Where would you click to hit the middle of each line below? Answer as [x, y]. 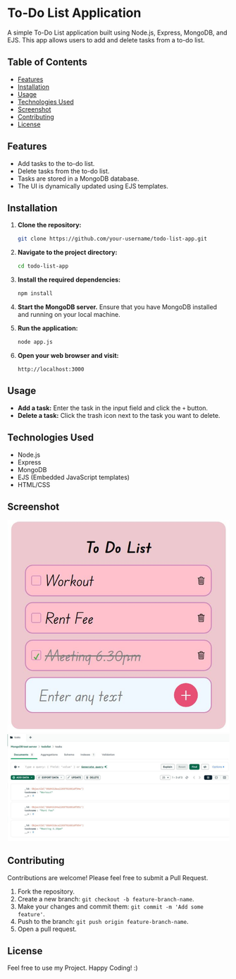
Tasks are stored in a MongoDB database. [78, 179]
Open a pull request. [47, 929]
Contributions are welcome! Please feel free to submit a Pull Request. [108, 877]
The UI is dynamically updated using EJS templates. [93, 186]
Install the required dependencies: [69, 280]
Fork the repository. [46, 891]
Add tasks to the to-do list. [56, 163]
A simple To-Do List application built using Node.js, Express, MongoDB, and [117, 32]
